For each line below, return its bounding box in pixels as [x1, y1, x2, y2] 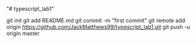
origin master [6, 30, 40, 37]
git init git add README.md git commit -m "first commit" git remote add [6, 17, 186, 24]
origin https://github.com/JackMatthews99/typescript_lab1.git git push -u [6, 24, 191, 30]
